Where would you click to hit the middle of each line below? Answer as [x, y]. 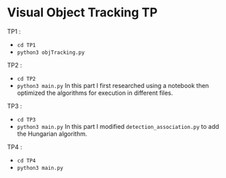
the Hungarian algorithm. [52, 134]
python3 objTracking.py [51, 53]
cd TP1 [26, 45]
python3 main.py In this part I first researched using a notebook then [113, 85]
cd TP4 [26, 161]
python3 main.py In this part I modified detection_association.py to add [118, 126]
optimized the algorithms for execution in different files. [95, 93]
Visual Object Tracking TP [83, 13]
